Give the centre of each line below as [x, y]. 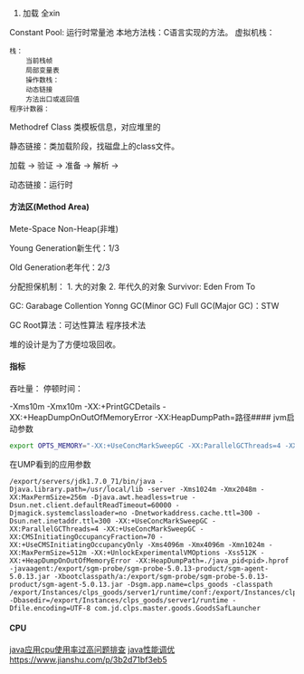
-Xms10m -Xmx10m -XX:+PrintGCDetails [85, 406]
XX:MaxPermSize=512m [48, 553]
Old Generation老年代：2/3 [60, 267]
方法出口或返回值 [52, 99]
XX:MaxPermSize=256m [48, 497]
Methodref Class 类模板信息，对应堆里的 [85, 127]
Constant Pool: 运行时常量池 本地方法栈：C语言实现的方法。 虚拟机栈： [142, 32]
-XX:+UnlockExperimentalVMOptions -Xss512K [173, 553]
